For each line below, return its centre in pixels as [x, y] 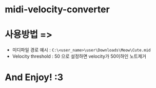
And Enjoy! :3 [34, 77]
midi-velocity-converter [57, 10]
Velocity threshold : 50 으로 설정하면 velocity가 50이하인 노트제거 [79, 56]
